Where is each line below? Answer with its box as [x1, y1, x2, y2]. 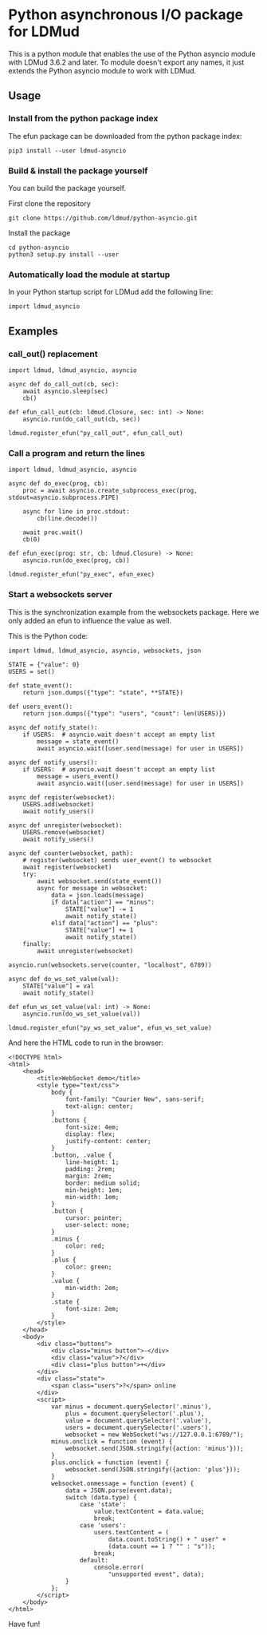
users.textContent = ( [93, 1528, 170, 1536]
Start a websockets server [8, 589, 113, 600]
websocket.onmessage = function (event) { [50, 1479, 194, 1487]
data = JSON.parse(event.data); [65, 1487, 173, 1494]
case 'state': [79, 1500, 127, 1508]
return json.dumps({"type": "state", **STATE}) [22, 688, 183, 696]
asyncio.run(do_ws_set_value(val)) [22, 1010, 141, 1018]
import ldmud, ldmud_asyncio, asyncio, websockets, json [8, 647, 202, 655]
